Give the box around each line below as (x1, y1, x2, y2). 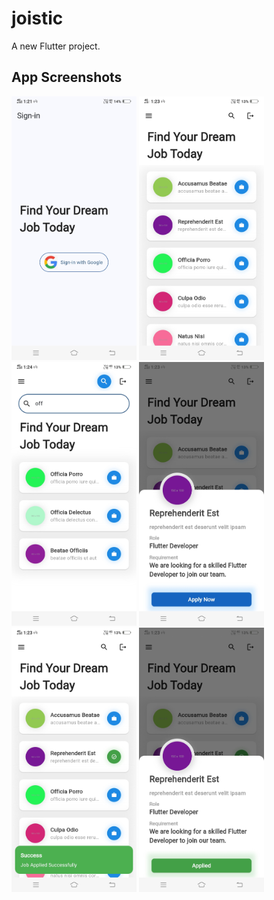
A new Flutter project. (11, 40, 101, 52)
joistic (11, 7, 64, 30)
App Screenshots (11, 69, 123, 86)
